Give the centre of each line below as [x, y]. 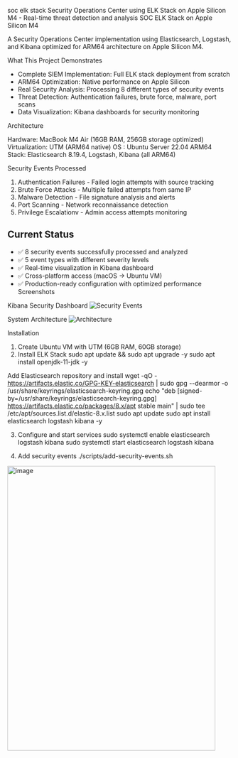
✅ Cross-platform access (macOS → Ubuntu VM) [90, 276]
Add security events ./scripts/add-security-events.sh [95, 456]
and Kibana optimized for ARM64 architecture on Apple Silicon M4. [106, 47]
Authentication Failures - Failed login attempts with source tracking [116, 182]
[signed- [190, 391]
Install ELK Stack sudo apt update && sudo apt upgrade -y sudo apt [116, 354]
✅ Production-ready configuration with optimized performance [110, 283]
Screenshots [36, 291]
